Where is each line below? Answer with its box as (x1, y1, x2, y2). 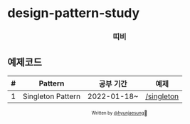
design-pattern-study (7, 5, 140, 21)
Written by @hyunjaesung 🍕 (91, 109, 148, 117)
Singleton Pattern (22, 91, 80, 101)
